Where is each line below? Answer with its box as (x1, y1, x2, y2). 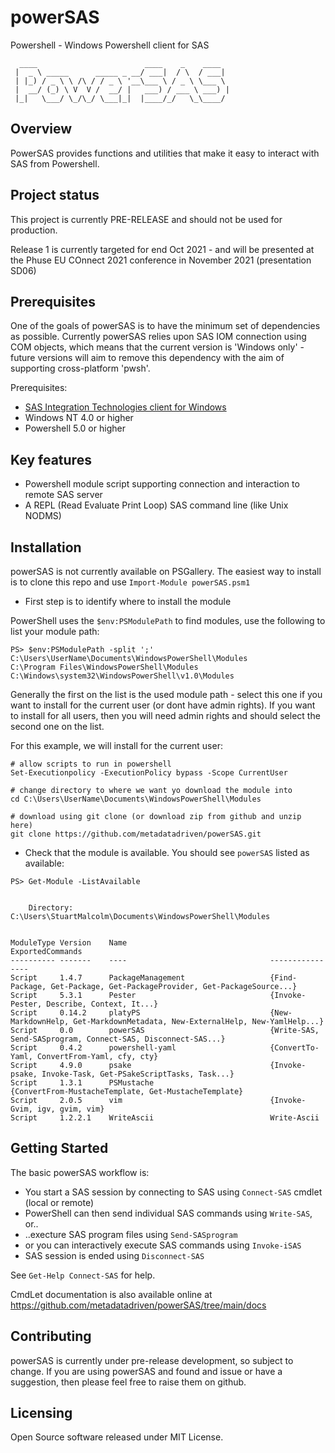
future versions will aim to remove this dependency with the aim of (10, 352, 285, 364)
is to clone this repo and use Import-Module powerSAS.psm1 (10, 576, 251, 588)
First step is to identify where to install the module (24, 596, 232, 607)
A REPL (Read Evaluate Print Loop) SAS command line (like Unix (24, 499, 289, 511)
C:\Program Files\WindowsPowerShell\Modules (10, 662, 199, 672)
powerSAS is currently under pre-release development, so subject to (10, 1354, 294, 1366)
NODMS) (24, 510, 62, 522)
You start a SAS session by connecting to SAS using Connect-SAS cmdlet (24, 1186, 323, 1198)
